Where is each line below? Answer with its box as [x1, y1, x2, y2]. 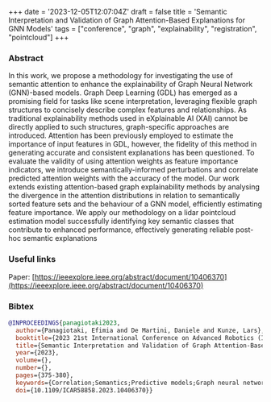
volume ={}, [15, 356, 52, 365]
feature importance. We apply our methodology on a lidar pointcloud [8, 208, 236, 218]
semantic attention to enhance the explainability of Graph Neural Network [8, 80, 253, 89]
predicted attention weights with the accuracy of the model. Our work [8, 173, 240, 184]
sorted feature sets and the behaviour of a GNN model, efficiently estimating [8, 199, 263, 209]
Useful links [8, 254, 56, 265]
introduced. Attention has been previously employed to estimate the [8, 131, 234, 140]
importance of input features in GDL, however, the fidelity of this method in [8, 139, 257, 149]
